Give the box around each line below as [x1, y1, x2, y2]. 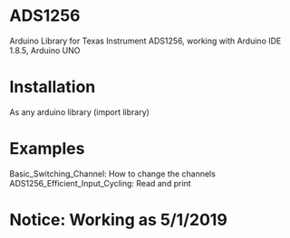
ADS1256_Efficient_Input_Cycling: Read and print [9, 177, 192, 188]
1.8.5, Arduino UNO [9, 44, 81, 55]
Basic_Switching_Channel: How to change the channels [9, 168, 216, 179]
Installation [9, 77, 96, 98]
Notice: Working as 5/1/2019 [9, 210, 228, 230]
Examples [9, 138, 85, 159]
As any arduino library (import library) [9, 106, 150, 118]
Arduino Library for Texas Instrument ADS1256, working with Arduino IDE [9, 35, 282, 46]
